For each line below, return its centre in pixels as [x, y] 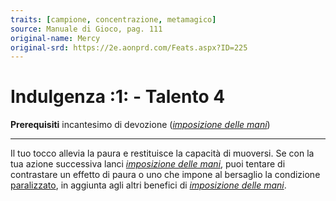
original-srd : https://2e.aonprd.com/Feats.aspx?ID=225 [129, 47]
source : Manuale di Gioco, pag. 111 [86, 29]
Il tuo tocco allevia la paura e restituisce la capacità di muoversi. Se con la [162, 153]
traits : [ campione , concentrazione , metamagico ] [113, 19]
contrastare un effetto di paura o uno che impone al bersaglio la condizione [165, 175]
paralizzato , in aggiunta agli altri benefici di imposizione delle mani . [148, 185]
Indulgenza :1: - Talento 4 [118, 97]
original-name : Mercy [55, 38]
